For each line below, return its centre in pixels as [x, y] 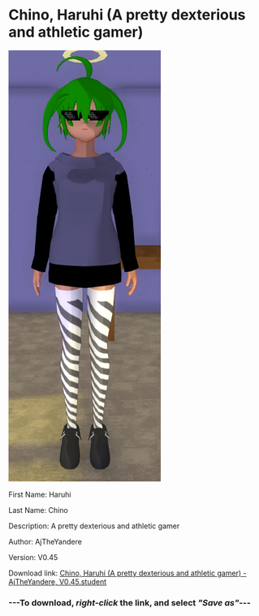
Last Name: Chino [39, 510]
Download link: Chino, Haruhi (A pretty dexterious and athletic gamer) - [127, 573]
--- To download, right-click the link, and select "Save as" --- [130, 602]
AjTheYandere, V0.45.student [58, 581]
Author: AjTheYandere [45, 541]
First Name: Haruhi [40, 494]
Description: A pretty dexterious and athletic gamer [94, 526]
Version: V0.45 [33, 557]
